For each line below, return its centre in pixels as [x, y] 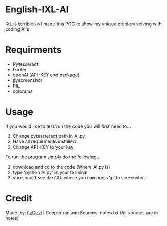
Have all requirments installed [44, 141]
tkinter [20, 69]
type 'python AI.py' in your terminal [50, 172]
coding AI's [17, 29]
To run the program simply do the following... [53, 157]
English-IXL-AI [37, 9]
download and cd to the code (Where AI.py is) [61, 167]
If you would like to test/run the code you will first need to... [68, 126]
